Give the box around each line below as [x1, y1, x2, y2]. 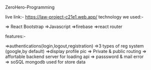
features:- [5, 33, 26, 39]
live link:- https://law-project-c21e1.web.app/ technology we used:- [5, 14, 144, 19]
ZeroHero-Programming [5, 4, 55, 10]
